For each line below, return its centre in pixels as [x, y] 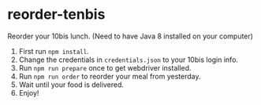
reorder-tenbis [56, 14]
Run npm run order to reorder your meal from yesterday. [110, 76]
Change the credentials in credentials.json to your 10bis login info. [128, 60]
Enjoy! [29, 92]
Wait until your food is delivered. [71, 85]
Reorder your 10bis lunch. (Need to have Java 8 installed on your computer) [130, 36]
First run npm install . [54, 51]
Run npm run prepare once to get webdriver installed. [105, 67]
